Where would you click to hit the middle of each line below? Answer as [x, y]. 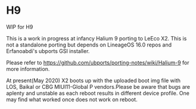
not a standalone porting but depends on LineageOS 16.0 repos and [89, 45]
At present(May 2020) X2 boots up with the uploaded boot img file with [94, 80]
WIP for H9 [20, 27]
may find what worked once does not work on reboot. [72, 99]
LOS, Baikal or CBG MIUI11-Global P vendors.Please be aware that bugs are [98, 86]
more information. [28, 68]
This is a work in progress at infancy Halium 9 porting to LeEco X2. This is [97, 38]
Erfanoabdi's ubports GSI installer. [48, 51]
